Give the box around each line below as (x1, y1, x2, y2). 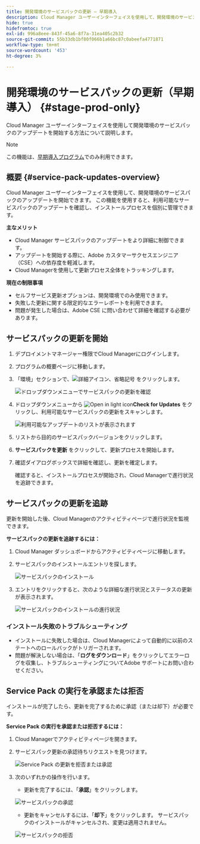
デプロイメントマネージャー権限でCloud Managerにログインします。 (14, 350, 183, 357)
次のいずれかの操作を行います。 (14, 774, 93, 781)
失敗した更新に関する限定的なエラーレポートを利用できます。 (14, 299, 166, 307)
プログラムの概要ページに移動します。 (14, 363, 108, 370)
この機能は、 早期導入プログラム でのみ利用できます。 (6, 153, 136, 160)
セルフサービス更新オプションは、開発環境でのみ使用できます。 (14, 292, 171, 299)
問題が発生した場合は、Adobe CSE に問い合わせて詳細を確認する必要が (14, 307, 190, 314)
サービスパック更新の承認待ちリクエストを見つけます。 (14, 748, 151, 755)
